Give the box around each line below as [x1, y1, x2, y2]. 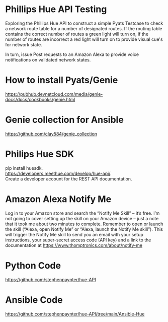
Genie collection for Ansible [5, 114, 124, 125]
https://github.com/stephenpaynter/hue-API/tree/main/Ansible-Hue [5, 311, 145, 317]
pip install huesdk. [5, 165, 43, 171]
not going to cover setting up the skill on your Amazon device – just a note [5, 215, 159, 221]
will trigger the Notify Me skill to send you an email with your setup [5, 231, 143, 237]
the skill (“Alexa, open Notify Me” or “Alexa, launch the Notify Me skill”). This [5, 226, 163, 232]
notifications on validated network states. [5, 56, 91, 62]
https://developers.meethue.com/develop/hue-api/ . [5, 170, 112, 176]
